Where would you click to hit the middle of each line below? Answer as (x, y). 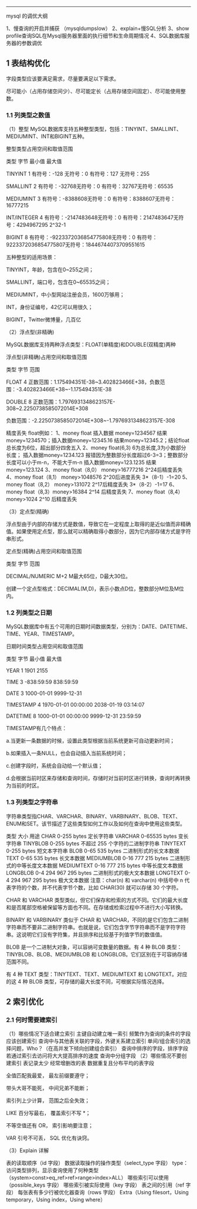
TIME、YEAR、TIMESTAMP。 (42, 634)
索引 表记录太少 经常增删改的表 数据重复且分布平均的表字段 (82, 1063)
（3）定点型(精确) (28, 512)
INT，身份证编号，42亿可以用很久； (50, 307)
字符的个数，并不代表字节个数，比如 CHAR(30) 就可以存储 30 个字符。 (96, 887)
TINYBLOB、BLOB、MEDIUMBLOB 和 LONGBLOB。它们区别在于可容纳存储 (97, 954)
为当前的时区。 (24, 785)
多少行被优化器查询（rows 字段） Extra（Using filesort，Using (113, 1193)
